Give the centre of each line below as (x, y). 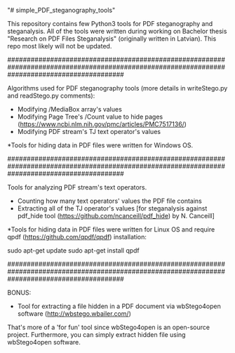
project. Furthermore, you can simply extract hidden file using (96, 335)
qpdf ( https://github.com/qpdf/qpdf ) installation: (77, 237)
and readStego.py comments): (51, 95)
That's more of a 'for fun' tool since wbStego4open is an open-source (109, 327)
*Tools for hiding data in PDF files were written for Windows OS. (100, 145)
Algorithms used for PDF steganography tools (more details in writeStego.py (117, 88)
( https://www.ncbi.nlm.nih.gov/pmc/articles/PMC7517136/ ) (102, 124)
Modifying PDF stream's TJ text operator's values (89, 132)
